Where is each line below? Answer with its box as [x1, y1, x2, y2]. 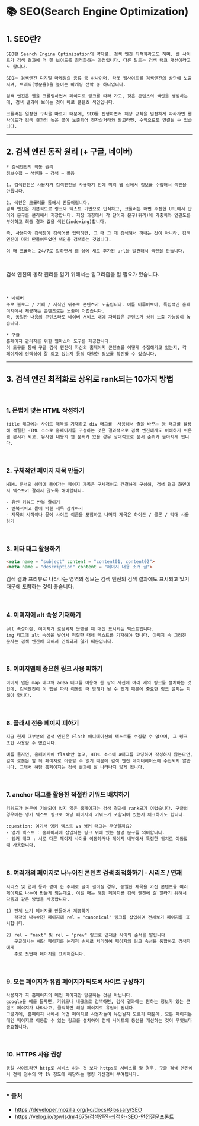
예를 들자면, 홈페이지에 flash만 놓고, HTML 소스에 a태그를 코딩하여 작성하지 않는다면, [6, 751, 193, 758]
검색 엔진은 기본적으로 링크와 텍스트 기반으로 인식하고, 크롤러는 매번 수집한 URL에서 [6, 206, 185, 212]
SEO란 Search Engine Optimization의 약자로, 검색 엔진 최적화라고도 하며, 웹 [6, 51, 180, 57]
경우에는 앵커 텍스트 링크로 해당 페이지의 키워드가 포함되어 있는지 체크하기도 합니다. [6, 812, 185, 818]
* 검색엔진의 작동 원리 [6, 164, 54, 170]
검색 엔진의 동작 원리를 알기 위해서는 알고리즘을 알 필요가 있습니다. [6, 271, 159, 278]
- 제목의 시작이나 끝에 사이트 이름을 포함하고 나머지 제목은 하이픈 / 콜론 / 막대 [6, 512, 179, 518]
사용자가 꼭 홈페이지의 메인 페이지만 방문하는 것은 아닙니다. [6, 992, 133, 999]
